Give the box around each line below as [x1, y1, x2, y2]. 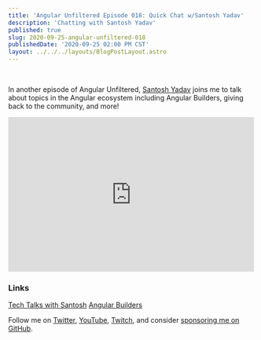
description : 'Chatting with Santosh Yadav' [8, 19, 156, 27]
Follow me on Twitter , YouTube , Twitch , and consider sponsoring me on [8, 316, 240, 325]
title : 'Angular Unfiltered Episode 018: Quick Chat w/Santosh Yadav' [8, 11, 244, 20]
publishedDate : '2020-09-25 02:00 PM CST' [8, 41, 149, 49]
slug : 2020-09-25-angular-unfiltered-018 [8, 33, 146, 42]
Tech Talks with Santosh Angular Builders [8, 300, 143, 310]
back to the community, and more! [8, 101, 119, 111]
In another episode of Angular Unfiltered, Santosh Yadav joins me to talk [8, 85, 242, 94]
